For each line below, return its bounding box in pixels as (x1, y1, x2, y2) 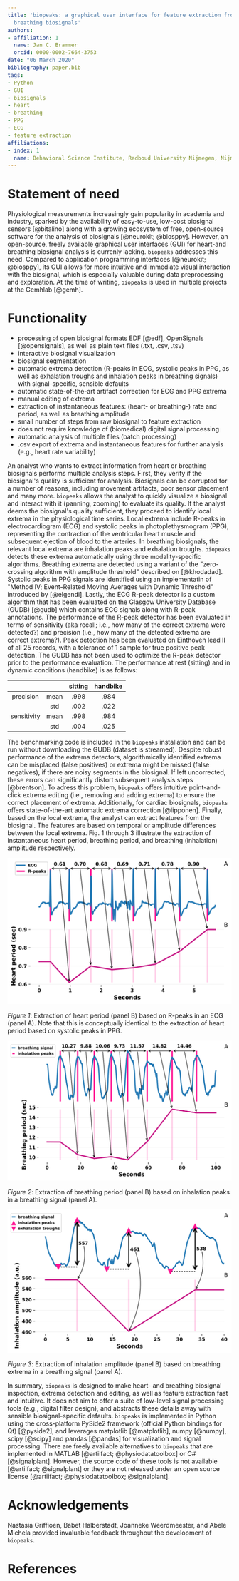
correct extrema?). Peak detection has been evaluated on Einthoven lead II (7, 635, 226, 645)
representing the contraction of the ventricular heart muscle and (7, 530, 196, 538)
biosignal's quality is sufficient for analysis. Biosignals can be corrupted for (7, 476, 228, 485)
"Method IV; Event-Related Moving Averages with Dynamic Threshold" (7, 583, 214, 591)
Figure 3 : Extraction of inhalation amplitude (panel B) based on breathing (7, 1359, 221, 1368)
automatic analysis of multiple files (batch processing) (17, 432, 177, 441)
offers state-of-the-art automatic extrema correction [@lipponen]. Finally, (7, 806, 223, 814)
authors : (7, 26, 33, 34)
